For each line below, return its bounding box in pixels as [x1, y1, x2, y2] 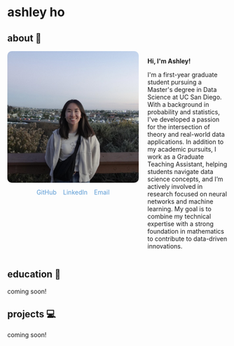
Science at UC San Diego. [147, 93, 222, 101]
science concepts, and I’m [147, 175, 223, 183]
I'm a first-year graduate [147, 71, 218, 79]
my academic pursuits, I [147, 145, 216, 153]
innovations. [147, 242, 183, 250]
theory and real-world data [147, 131, 226, 138]
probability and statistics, [147, 108, 221, 116]
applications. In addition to [147, 138, 224, 146]
